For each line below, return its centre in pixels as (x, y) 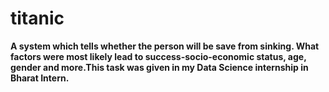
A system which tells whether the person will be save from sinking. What (165, 46)
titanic (37, 18)
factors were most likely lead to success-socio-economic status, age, (158, 56)
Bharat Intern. (40, 78)
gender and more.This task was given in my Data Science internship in (159, 67)
